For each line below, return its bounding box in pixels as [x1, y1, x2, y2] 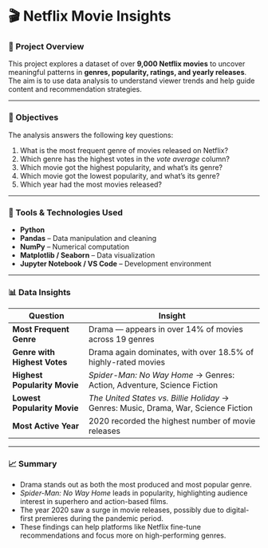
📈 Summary [8, 459, 57, 470]
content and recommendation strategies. [8, 85, 142, 94]
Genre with [12, 347, 56, 358]
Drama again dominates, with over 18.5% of [88, 347, 254, 358]
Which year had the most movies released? [19, 179, 162, 189]
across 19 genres [88, 333, 155, 345]
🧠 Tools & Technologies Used [8, 207, 124, 218]
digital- [226, 505, 250, 514]
